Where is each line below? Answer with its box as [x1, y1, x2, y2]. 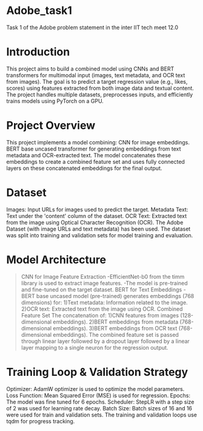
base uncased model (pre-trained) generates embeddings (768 [36, 292, 195, 299]
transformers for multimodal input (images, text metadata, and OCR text [6, 71, 185, 79]
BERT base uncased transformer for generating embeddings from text [6, 145, 181, 152]
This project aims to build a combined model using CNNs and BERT [6, 65, 175, 72]
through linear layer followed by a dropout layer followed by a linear [21, 338, 190, 345]
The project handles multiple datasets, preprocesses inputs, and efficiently [6, 90, 193, 98]
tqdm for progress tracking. [6, 417, 75, 425]
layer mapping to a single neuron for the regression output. [21, 344, 168, 351]
